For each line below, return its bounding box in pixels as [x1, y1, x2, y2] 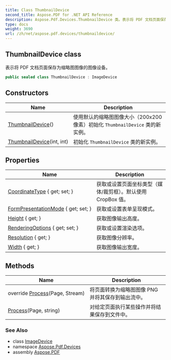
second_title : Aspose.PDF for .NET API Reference [5, 12, 113, 17]
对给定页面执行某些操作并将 [90, 303, 156, 310]
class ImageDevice [12, 338, 52, 345]
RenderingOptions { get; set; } [8, 224, 79, 231]
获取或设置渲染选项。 [96, 225, 148, 232]
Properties [5, 156, 40, 164]
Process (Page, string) [8, 307, 60, 314]
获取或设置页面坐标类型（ [96, 181, 158, 188]
